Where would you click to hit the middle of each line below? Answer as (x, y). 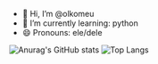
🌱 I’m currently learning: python (80, 23)
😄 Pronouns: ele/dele (62, 32)
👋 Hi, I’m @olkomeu (58, 14)
